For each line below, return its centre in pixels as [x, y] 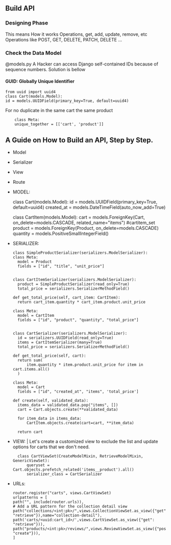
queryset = [38, 465]
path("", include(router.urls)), [48, 502]
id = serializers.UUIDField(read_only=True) [66, 338]
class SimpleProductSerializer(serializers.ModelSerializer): [80, 253]
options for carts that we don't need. [51, 447]
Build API [20, 8]
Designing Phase [27, 23]
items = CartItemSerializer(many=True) [60, 342]
